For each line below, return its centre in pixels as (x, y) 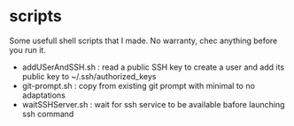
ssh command (48, 114)
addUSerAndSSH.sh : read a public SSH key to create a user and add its (153, 67)
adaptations (44, 95)
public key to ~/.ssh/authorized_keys (89, 76)
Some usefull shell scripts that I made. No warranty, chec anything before (143, 41)
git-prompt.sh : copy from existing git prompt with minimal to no (138, 85)
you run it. (27, 49)
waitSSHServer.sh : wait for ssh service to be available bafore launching (153, 104)
